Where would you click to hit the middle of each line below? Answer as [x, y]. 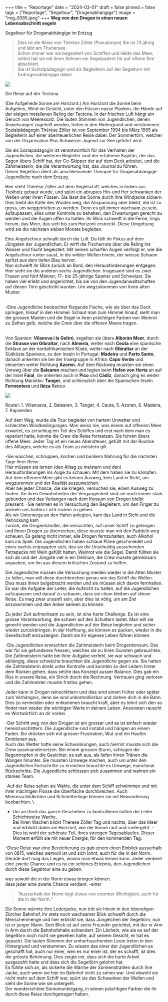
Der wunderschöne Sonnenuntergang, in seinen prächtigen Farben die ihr [81, 989]
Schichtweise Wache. [35, 817]
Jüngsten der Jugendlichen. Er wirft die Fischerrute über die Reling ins [78, 244]
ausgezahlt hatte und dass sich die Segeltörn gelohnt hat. [64, 962]
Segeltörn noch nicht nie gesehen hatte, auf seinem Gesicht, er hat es [77, 935]
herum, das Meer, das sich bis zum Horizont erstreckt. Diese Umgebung [79, 224]
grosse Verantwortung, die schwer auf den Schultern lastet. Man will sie [79, 619]
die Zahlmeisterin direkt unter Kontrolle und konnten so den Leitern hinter [80, 666]
